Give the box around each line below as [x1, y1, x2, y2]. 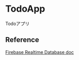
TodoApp [5, 3, 45, 15]
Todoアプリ [5, 20, 30, 26]
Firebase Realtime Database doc [5, 49, 74, 55]
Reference [5, 36, 39, 44]
